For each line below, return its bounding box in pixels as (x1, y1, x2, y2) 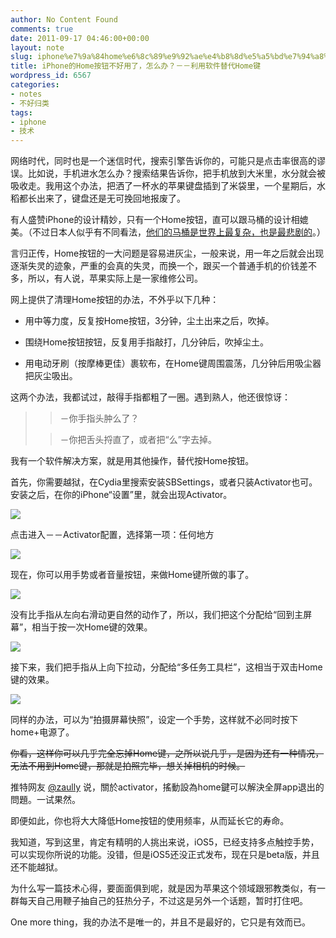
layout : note (10, 42, 65, 53)
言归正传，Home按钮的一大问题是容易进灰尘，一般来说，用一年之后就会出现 (10, 247, 325, 260)
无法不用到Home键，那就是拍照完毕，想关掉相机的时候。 (10, 760, 246, 772)
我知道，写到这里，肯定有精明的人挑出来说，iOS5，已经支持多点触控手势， (10, 836, 320, 848)
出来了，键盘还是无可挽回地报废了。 (36, 192, 186, 205)
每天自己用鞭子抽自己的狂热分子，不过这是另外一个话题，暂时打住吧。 (18, 895, 308, 907)
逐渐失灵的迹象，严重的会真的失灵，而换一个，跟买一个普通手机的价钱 (10, 260, 300, 272)
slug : (10, 52, 33, 62)
